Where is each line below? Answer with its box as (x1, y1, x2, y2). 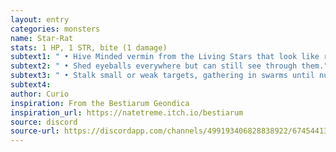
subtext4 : (10, 80, 52, 90)
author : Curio (10, 89, 70, 99)
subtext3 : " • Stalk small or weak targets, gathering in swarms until (10, 71, 315, 81)
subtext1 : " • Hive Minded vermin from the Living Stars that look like (10, 52, 320, 62)
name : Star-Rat (10, 33, 74, 43)
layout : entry (10, 14, 70, 25)
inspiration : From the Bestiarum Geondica (10, 98, 190, 108)
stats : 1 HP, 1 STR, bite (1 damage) (10, 42, 168, 53)
